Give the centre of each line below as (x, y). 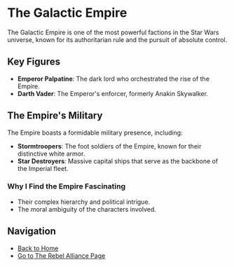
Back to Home (38, 248)
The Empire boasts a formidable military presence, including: (95, 132)
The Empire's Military (55, 116)
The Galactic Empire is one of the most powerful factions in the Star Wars (113, 32)
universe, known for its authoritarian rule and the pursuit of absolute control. (117, 39)
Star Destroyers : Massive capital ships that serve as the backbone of (118, 161)
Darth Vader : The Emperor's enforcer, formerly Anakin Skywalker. (113, 93)
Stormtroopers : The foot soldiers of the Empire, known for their (109, 146)
